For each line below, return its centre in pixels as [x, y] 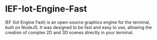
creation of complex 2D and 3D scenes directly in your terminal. [69, 32]
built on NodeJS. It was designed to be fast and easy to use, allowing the [78, 27]
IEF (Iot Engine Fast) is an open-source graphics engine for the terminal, [78, 22]
